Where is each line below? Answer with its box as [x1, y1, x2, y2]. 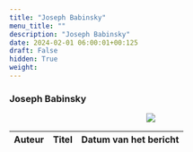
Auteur [13, 133, 45, 146]
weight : [9, 63, 39, 72]
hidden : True [9, 55, 58, 63]
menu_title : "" [9, 21, 66, 30]
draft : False [9, 46, 58, 55]
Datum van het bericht [81, 133, 180, 146]
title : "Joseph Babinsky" [9, 13, 106, 22]
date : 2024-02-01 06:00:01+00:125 [9, 38, 139, 47]
